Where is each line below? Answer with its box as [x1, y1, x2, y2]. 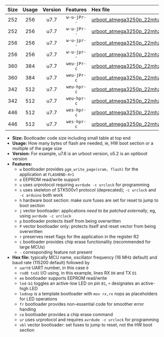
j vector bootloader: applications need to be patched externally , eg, [19, 208, 156, 213]
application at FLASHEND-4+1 [19, 171, 75, 177]
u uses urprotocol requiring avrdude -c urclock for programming [19, 182, 150, 188]
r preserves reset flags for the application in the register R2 [19, 234, 139, 239]
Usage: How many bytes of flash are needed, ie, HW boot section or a [12, 140, 154, 146]
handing [19, 306, 36, 312]
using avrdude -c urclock [19, 213, 72, 219]
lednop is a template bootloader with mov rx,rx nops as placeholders [19, 291, 158, 296]
